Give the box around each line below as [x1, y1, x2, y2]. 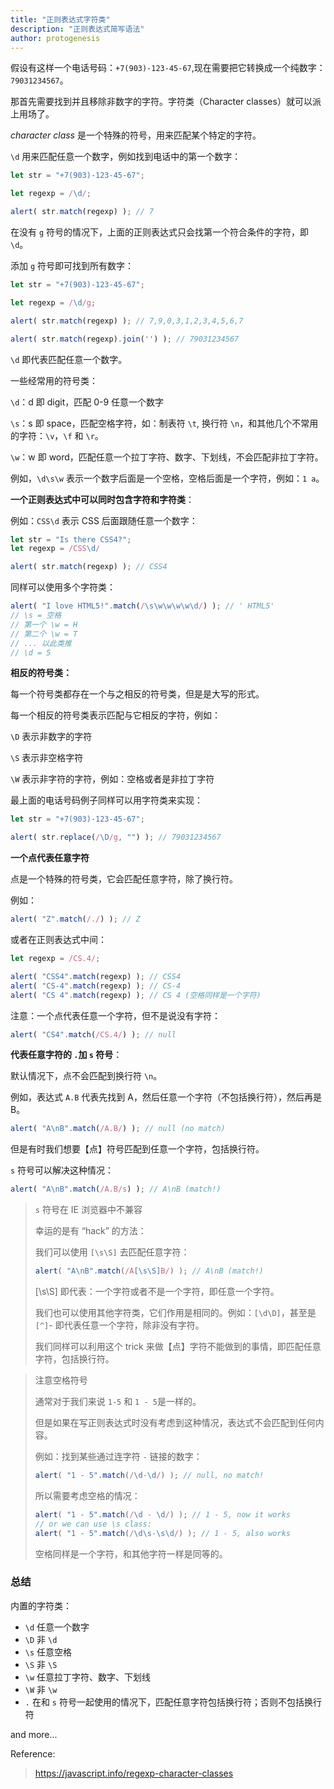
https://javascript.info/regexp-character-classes [34, 1767, 234, 1779]
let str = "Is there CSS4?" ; [10, 534, 132, 545]
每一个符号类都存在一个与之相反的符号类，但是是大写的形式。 [10, 688, 265, 700]
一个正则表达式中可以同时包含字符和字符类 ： [10, 493, 195, 505]
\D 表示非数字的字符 [10, 731, 93, 743]
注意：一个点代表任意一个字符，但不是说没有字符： [10, 1009, 221, 1021]
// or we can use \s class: [34, 1519, 152, 1529]
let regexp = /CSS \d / [10, 544, 101, 554]
